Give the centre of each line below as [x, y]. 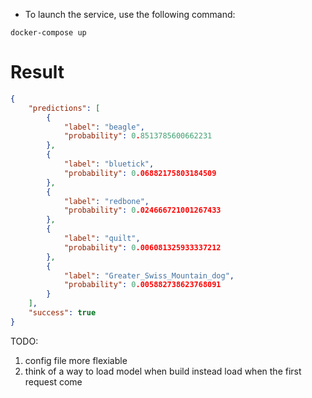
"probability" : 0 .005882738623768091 [142, 285]
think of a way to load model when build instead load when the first [163, 371]
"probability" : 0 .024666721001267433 [142, 210]
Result [37, 72]
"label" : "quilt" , [102, 239]
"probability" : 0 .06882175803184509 [140, 173]
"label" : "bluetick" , [109, 164]
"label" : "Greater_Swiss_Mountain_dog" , [149, 275]
